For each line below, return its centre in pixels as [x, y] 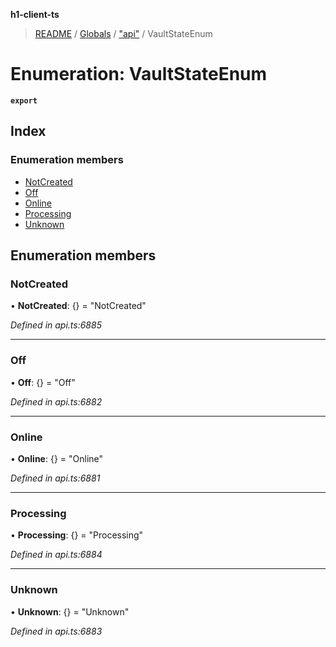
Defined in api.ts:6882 [56, 401]
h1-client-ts [35, 14]
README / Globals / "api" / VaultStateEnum [123, 33]
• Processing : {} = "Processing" [77, 535]
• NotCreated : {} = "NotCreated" [78, 306]
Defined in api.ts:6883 [56, 631]
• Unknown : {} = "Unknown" [70, 611]
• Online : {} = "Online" [57, 458]
